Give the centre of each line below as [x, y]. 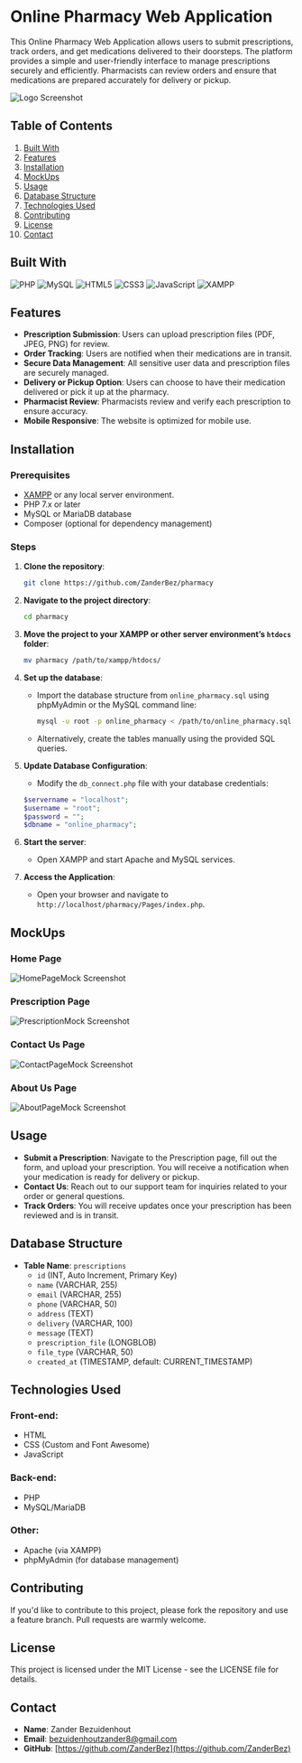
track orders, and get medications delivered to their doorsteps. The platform [151, 51]
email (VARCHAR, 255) [79, 1294]
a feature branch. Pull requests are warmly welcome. [108, 1619]
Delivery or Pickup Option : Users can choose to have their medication [154, 382]
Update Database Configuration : [85, 765]
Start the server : [55, 842]
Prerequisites [40, 474]
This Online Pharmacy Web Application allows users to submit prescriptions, [152, 42]
